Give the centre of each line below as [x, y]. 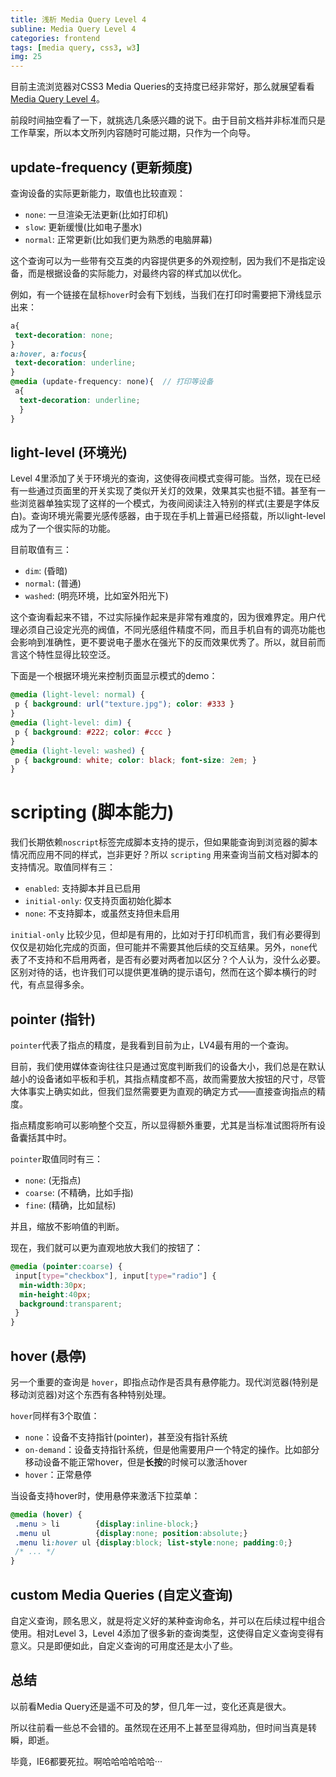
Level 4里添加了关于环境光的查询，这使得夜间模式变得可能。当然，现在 [156, 478]
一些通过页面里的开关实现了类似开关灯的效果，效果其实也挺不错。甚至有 [167, 491]
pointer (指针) [53, 1019]
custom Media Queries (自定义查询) [122, 1594]
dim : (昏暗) [46, 571]
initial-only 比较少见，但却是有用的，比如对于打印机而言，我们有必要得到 [165, 935]
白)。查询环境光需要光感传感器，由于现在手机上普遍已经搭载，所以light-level [168, 516]
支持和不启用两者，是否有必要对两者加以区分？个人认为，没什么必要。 [181, 960]
